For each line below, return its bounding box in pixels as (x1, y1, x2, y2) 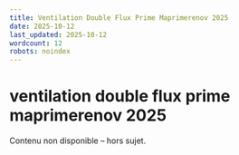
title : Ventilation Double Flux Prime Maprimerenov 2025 (9, 13, 229, 23)
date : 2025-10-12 (9, 22, 75, 31)
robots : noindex (9, 47, 71, 56)
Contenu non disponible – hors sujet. (9, 135, 147, 146)
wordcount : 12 (9, 38, 63, 48)
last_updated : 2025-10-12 (9, 30, 107, 39)
